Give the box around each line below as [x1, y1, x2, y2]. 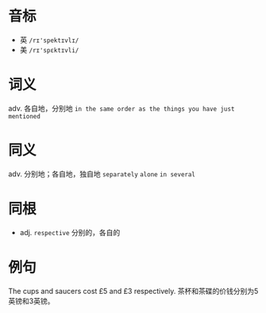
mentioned [8, 112, 41, 120]
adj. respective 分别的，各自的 [19, 227, 121, 237]
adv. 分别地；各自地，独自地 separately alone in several [8, 168, 196, 179]
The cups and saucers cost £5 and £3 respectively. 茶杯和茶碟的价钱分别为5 [8, 286, 259, 296]
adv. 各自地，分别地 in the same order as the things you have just [8, 103, 235, 113]
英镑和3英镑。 [8, 296, 55, 306]
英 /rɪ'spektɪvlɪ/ [19, 35, 79, 44]
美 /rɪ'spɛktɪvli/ [19, 44, 79, 54]
